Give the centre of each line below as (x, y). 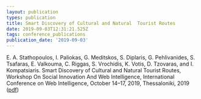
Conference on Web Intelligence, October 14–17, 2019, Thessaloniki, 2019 (98, 83)
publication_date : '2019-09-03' (47, 40)
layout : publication (33, 12)
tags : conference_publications (46, 35)
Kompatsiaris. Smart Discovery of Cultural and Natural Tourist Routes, (94, 70)
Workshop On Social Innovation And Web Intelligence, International (90, 77)
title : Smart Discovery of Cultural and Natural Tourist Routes (91, 23)
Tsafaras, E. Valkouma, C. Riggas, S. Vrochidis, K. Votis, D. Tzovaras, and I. (100, 64)
